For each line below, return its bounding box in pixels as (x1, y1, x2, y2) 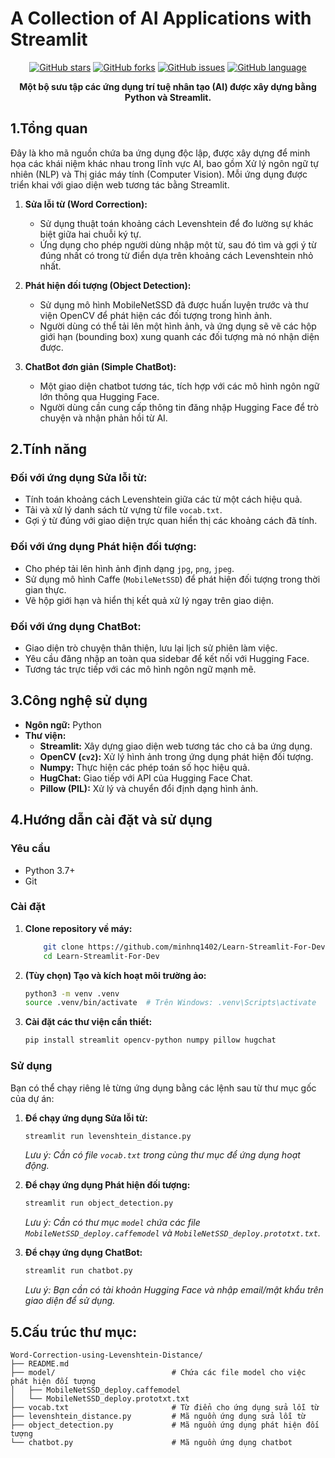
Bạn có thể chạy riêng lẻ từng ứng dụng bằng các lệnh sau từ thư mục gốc (10, 1082, 317, 1094)
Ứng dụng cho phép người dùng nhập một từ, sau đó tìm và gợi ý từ (39, 238, 317, 251)
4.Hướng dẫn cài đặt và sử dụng (10, 812, 213, 829)
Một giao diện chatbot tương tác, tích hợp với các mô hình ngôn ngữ (39, 380, 320, 392)
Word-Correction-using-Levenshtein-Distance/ (10, 1350, 203, 1360)
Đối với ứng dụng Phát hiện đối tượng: (10, 540, 197, 554)
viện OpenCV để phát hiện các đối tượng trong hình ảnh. (39, 309, 273, 321)
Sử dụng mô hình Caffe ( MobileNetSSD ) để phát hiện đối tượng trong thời (24, 573, 321, 585)
